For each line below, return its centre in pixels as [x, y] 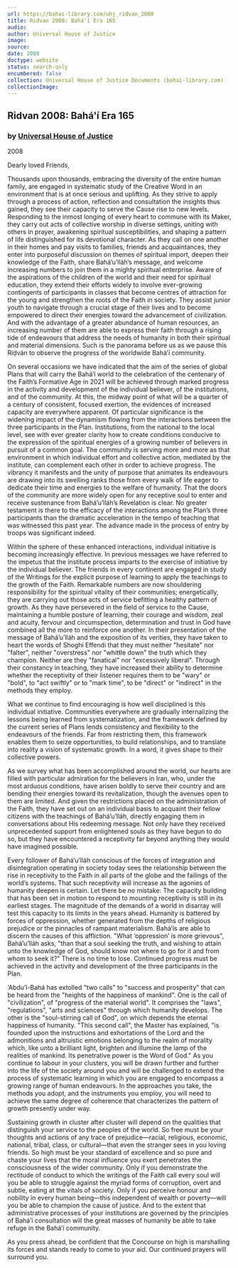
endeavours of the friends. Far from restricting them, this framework [107, 734]
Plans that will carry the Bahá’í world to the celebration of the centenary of [116, 374]
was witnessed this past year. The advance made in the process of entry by [118, 525]
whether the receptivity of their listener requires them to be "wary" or [109, 675]
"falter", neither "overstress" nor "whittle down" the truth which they [107, 653]
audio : [17, 27]
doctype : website [33, 60]
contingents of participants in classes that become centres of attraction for [117, 292]
